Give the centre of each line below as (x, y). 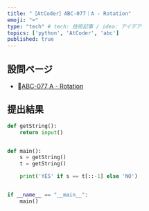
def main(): (24, 151)
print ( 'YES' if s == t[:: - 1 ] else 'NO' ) (79, 176)
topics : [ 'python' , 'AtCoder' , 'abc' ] (63, 33)
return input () (42, 132)
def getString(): (32, 126)
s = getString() (43, 157)
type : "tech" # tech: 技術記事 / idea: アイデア (74, 26)
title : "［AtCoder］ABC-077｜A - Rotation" (69, 13)
